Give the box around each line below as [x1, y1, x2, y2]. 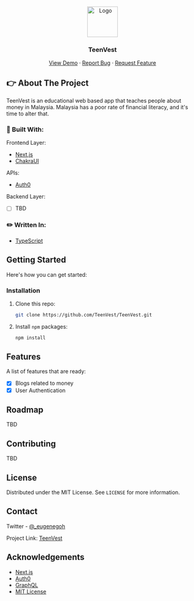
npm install [15, 335, 46, 341]
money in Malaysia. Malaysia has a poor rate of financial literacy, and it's [6, 104, 189, 111]
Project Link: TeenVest [6, 534, 63, 542]
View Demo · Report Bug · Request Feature [48, 59, 157, 67]
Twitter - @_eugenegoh [6, 522, 66, 530]
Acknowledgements [6, 552, 85, 563]
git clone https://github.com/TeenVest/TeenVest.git [15, 311, 153, 318]
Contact [6, 506, 38, 517]
